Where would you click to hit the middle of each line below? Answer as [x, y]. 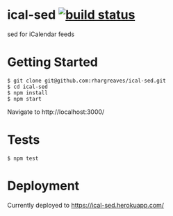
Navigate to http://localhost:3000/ [56, 112]
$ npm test [23, 158]
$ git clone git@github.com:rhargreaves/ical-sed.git [87, 81]
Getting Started [53, 62]
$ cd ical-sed [28, 87]
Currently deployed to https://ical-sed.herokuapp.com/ [86, 205]
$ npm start [24, 99]
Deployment [43, 186]
